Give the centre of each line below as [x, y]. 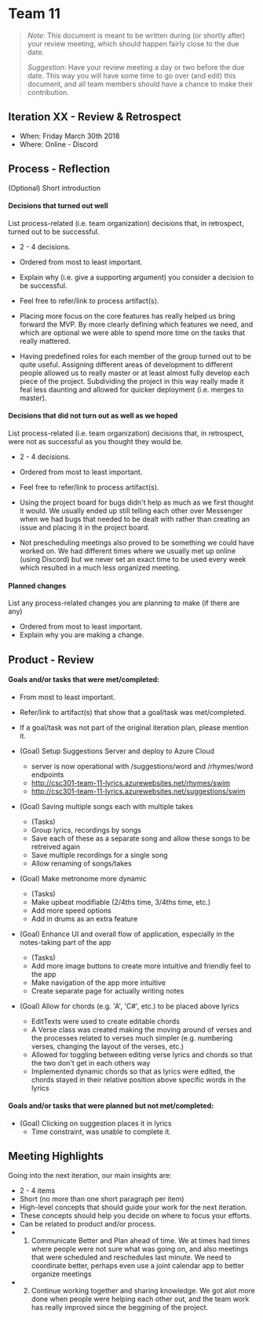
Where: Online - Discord [58, 144]
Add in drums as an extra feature [84, 918]
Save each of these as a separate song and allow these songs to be [141, 838]
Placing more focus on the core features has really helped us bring [127, 315]
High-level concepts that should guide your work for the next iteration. [133, 1207]
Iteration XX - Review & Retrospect [95, 117]
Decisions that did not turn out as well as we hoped [93, 416]
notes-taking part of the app [65, 942]
